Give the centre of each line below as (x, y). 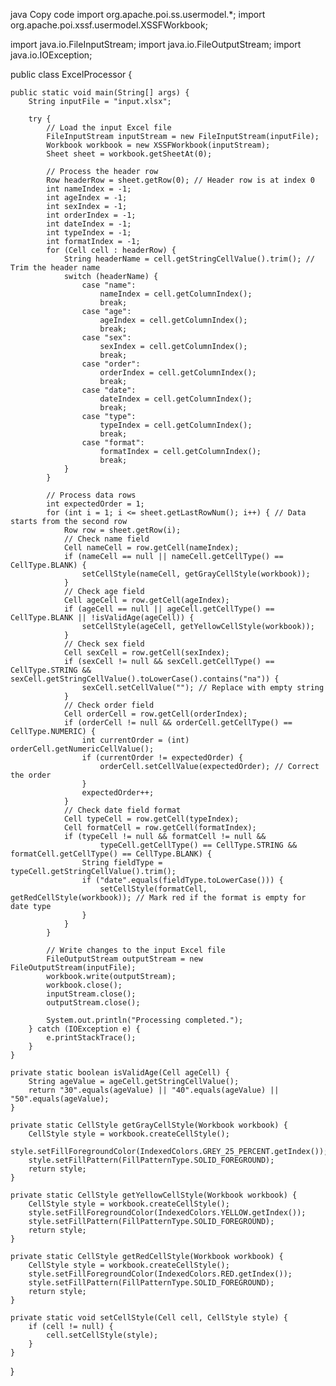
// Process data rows (91, 495)
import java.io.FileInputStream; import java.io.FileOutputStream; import (156, 44)
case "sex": (106, 338)
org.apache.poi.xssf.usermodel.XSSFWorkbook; (109, 25)
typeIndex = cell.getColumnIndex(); (176, 425)
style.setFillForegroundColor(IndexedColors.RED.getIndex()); (160, 1274)
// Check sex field (104, 644)
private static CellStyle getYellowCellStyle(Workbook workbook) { (154, 1195)
